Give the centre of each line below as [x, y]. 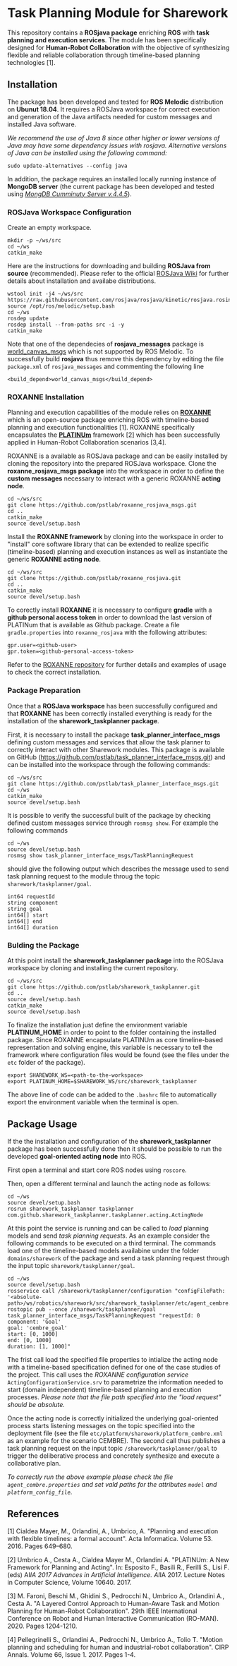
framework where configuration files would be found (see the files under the [118, 1055]
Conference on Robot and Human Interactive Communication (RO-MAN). [113, 1618]
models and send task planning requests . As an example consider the [109, 1236]
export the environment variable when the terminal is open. [93, 1101]
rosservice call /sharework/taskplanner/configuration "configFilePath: [116, 1291]
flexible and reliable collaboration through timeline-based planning [104, 55]
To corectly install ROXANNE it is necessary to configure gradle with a [110, 610]
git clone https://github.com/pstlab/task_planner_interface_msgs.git [113, 784]
